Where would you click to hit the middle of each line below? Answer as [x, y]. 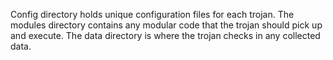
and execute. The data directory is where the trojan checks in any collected [165, 35]
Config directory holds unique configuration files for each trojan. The [152, 14]
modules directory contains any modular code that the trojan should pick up [166, 25]
